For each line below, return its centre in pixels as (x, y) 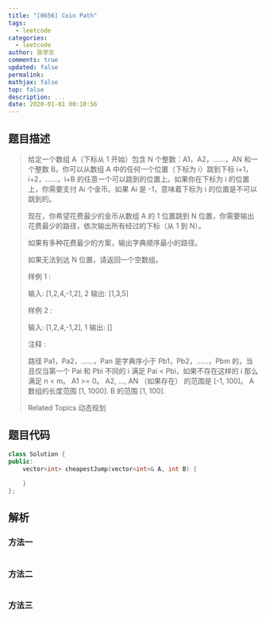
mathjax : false (33, 82)
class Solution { (37, 454)
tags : (17, 23)
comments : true (33, 60)
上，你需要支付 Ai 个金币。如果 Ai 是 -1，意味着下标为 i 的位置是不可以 (143, 189)
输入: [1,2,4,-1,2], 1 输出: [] (70, 327)
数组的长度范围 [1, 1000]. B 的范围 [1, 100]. (96, 391)
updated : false (33, 68)
